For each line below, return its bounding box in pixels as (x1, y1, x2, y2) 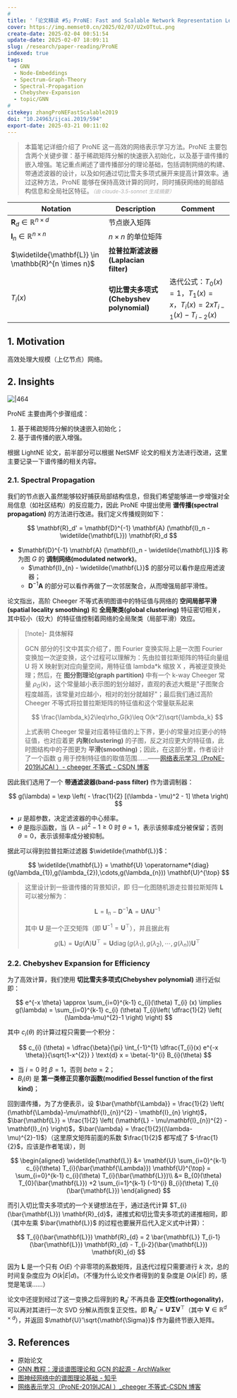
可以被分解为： (24, 892, 68, 900)
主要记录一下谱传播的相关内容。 (7, 457, 100, 465)
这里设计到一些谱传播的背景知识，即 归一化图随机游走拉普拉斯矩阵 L (24, 883, 224, 891)
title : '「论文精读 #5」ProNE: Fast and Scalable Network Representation (7, 17, 222, 24)
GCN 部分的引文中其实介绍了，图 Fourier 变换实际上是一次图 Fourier (24, 644, 223, 652)
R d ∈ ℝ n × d (11, 216, 49, 228)
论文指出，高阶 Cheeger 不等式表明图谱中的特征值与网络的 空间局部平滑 (7, 597, 217, 605)
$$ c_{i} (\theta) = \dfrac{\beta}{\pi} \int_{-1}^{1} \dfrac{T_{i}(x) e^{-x (18, 1043, 219, 1052)
